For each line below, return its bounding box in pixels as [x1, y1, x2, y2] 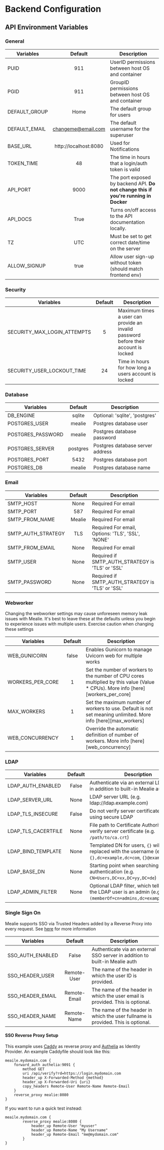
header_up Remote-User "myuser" [31, 1123, 97, 1128]
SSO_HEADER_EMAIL [7, 992, 57, 999]
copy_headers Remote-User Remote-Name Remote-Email [22, 1084, 130, 1089]
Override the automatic [85, 725, 139, 732]
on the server [110, 245, 141, 252]
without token [110, 259, 142, 266]
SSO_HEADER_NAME [7, 1013, 56, 1019]
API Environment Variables [5, 23, 88, 31]
